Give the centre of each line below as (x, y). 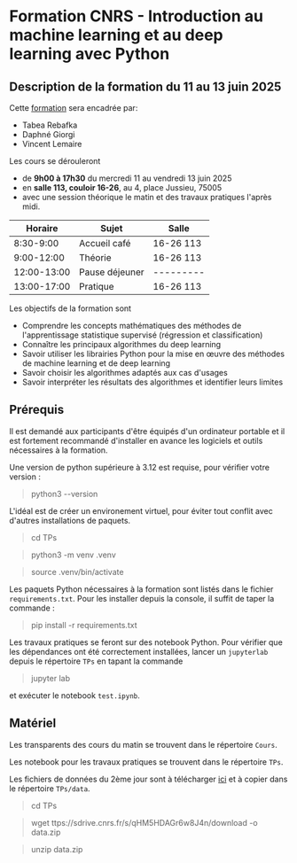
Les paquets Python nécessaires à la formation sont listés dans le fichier (141, 589)
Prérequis (37, 410)
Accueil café (105, 243)
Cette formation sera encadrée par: (74, 108)
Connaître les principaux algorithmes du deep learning (121, 344)
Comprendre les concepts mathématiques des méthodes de (132, 326)
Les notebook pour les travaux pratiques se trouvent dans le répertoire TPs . (146, 762)
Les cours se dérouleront (55, 161)
